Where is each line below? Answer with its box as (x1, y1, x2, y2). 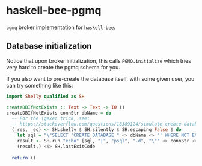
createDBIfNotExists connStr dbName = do (6, 110, 112, 116)
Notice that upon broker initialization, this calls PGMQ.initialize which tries (6, 57, 191, 64)
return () (11, 155, 36, 161)
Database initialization (6, 41, 92, 51)
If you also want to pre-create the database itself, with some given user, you (6, 75, 195, 82)
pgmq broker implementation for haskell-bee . (6, 24, 116, 31)
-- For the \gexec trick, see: (11, 115, 90, 121)
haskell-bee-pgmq (6, 4, 102, 18)
